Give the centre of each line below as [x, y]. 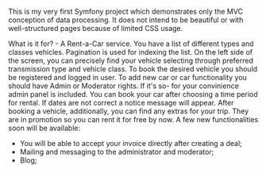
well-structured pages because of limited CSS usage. [96, 28]
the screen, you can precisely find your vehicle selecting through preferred [131, 60]
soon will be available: [44, 128]
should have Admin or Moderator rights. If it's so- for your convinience [124, 86]
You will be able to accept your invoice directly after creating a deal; [131, 143]
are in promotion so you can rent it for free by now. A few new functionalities [133, 119]
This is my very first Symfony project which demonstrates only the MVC [126, 12]
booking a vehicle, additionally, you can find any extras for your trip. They [129, 111]
